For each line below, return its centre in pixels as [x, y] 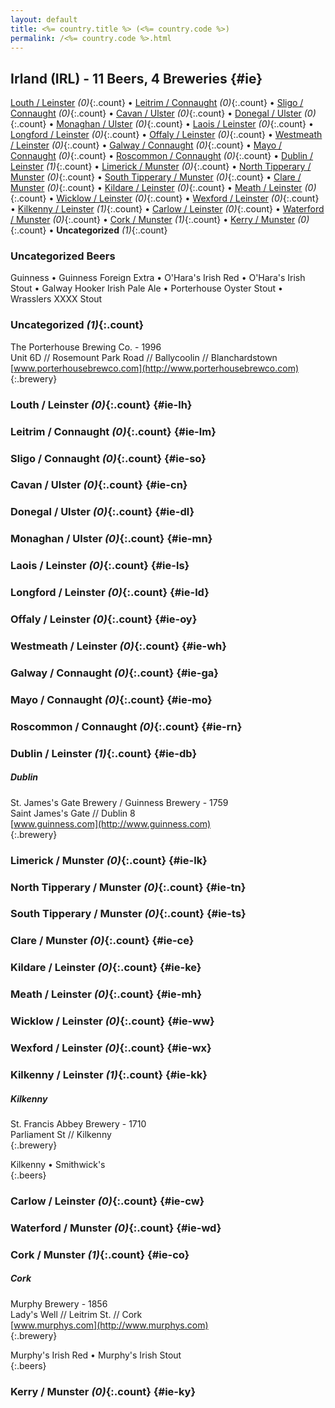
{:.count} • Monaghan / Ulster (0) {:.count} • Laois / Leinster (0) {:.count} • [162, 124]
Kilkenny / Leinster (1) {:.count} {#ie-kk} [109, 1074]
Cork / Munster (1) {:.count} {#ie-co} [100, 1254]
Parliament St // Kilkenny [61, 1134]
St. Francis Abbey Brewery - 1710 [78, 1123]
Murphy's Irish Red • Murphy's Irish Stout [96, 1355]
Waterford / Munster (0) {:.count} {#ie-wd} [116, 1228]
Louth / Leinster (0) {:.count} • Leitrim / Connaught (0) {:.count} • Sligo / [157, 103]
